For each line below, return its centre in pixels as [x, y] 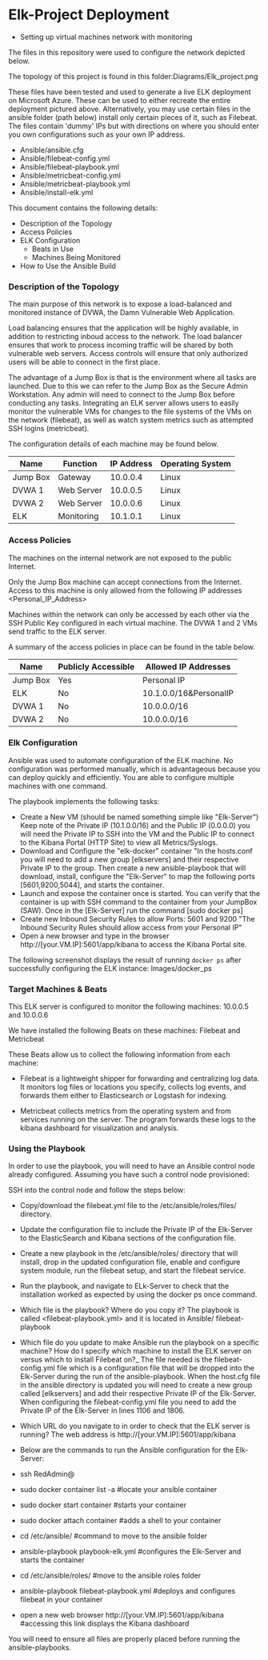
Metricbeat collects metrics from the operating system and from [126, 1111]
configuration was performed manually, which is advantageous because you [134, 769]
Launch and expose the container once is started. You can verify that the [140, 893]
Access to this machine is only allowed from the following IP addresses [125, 590]
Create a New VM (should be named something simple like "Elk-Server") [139, 817]
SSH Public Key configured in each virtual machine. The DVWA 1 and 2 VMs [133, 622]
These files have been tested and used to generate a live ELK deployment [130, 92]
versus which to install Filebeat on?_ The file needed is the [116, 1360]
